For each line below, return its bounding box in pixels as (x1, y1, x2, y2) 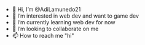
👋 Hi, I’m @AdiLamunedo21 (12, 6, 81, 13)
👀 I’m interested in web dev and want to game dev (12, 12, 139, 19)
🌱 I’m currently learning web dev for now (12, 19, 116, 26)
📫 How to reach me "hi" (12, 32, 75, 39)
